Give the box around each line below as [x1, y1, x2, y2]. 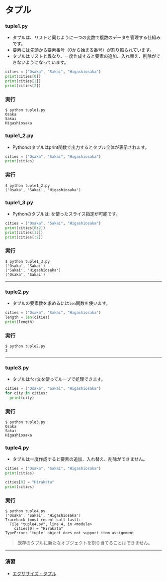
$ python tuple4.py [5, 509, 46, 514]
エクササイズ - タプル [12, 571, 56, 577]
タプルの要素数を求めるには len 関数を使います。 [12, 300, 110, 306]
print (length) [5, 319, 35, 324]
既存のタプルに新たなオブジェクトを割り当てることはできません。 [17, 540, 153, 546]
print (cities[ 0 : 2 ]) [5, 225, 46, 231]
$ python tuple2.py [5, 344, 46, 349]
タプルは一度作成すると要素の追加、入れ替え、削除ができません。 [12, 456, 148, 462]
